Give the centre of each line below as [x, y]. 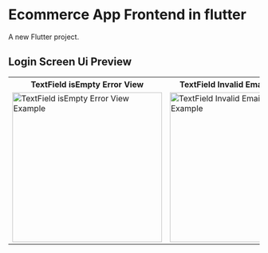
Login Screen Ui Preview [70, 62]
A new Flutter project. [44, 37]
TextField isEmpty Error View [87, 84]
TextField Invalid [211, 84]
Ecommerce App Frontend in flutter [128, 15]
